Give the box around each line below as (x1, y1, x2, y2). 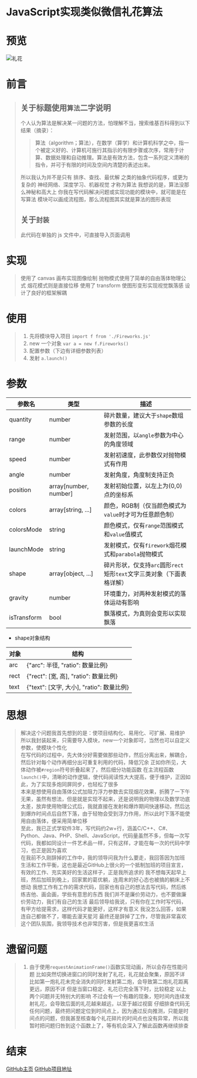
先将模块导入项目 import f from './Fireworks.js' (29, 332, 151, 339)
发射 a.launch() (29, 354, 68, 361)
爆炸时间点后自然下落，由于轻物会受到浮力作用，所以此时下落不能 (25, 810, 185, 817)
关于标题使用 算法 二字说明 (20, 103, 111, 113)
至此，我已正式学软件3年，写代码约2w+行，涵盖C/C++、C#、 (20, 824, 171, 832)
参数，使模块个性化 (20, 744, 67, 751)
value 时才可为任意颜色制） (103, 510, 178, 518)
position (9, 485, 31, 494)
